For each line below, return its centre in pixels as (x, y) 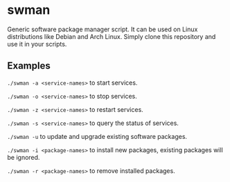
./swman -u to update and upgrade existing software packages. (97, 136)
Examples (29, 66)
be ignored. (24, 157)
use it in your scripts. (37, 44)
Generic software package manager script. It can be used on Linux (103, 29)
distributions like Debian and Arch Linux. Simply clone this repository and (112, 36)
